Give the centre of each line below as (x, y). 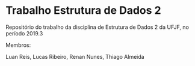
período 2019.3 (24, 33)
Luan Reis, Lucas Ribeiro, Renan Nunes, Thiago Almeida (75, 56)
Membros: (18, 45)
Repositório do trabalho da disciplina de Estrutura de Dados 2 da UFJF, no (97, 27)
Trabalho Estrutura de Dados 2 (83, 10)
